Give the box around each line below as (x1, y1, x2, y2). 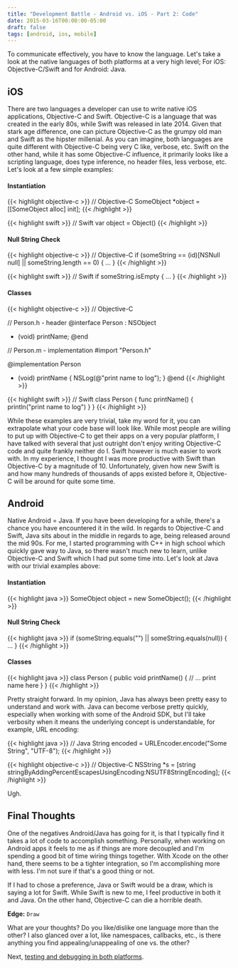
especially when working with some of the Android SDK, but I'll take (7, 710, 206, 719)
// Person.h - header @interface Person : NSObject (7, 318, 156, 326)
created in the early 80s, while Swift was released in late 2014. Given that (7, 120, 222, 128)
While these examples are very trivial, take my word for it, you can (7, 416, 201, 425)
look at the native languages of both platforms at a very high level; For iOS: (7, 58, 226, 66)
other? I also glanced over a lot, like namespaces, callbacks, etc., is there (7, 931, 222, 939)
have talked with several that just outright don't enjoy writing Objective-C (7, 439, 222, 448)
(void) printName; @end (17, 332, 89, 341)
